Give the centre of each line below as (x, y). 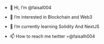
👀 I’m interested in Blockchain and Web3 (51, 17)
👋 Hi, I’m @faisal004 (31, 8)
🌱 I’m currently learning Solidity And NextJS (54, 26)
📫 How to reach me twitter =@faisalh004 (52, 36)
